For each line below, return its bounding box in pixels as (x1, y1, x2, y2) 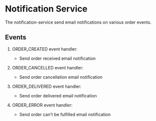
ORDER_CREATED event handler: (12, 46, 78, 52)
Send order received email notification (19, 55, 96, 61)
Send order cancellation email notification (19, 74, 103, 80)
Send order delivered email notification (19, 93, 97, 98)
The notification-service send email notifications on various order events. (5, 19, 152, 25)
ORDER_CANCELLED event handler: (12, 65, 84, 70)
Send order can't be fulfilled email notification (19, 111, 111, 117)
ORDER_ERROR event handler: (12, 102, 73, 108)
